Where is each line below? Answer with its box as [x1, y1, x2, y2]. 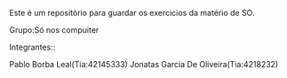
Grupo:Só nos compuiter [9, 25, 100, 35]
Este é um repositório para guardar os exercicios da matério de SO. [9, 8, 255, 18]
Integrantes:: [9, 42, 56, 52]
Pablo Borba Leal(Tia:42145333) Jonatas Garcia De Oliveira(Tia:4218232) [9, 59, 279, 69]
